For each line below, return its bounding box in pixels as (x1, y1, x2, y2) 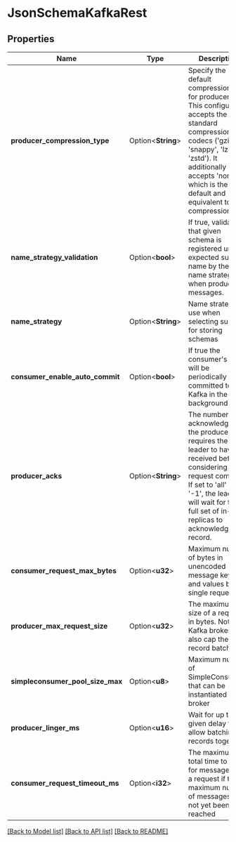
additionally (188, 162, 227, 171)
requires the (188, 436, 228, 445)
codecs (188, 136, 213, 145)
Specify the (188, 65, 226, 75)
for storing (188, 325, 223, 335)
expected (188, 253, 220, 262)
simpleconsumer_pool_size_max (11, 676, 123, 686)
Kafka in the (188, 390, 228, 399)
